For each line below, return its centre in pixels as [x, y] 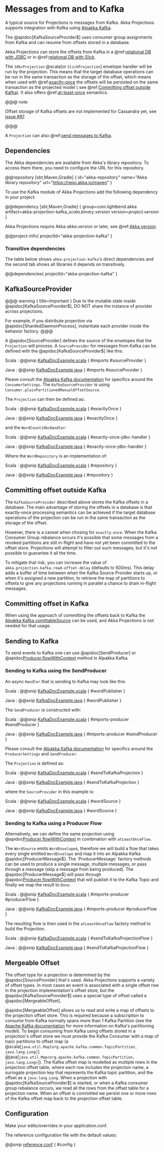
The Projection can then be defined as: [45, 399]
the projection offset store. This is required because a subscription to [75, 1015]
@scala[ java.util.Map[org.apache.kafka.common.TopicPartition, [71, 1047]
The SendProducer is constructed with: [43, 710]
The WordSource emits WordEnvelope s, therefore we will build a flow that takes [82, 848]
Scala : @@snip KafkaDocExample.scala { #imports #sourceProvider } [76, 360]
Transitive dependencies [35, 249]
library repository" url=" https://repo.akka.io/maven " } [59, 182]
